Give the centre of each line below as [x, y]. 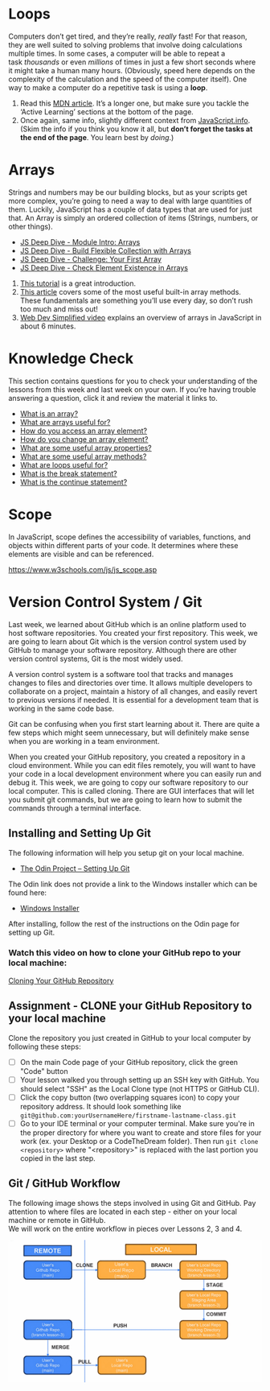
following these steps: [45, 1046]
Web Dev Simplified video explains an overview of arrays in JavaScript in [141, 317]
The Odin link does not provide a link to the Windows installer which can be [133, 884]
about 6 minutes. [48, 326]
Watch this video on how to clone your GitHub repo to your [125, 953]
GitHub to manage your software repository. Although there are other [123, 650]
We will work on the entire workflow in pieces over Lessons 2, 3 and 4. [125, 1228]
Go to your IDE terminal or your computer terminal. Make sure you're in [137, 1123]
